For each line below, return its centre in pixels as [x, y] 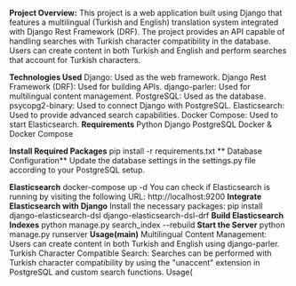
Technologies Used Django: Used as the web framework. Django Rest [138, 77]
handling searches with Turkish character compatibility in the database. [140, 41]
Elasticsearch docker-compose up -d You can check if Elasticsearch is [140, 187]
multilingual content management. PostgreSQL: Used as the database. [138, 96]
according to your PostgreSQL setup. [77, 170]
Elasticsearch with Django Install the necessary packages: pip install [136, 206]
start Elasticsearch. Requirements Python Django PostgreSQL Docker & [141, 124]
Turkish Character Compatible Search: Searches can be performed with [141, 253]
